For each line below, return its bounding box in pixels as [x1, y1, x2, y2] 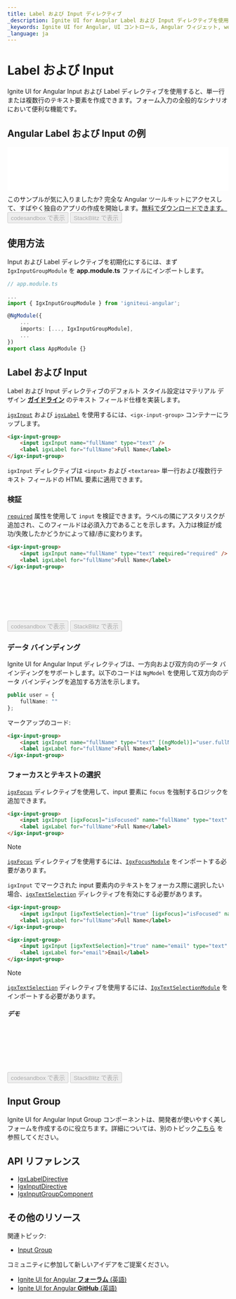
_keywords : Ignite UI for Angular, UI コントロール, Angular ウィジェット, [7, 23, 221, 30]
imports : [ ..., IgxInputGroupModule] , [20, 326, 133, 333]
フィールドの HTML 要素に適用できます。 [27, 475, 146, 484]
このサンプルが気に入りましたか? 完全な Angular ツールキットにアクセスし [7, 195, 223, 203]
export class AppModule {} [7, 345, 86, 352]
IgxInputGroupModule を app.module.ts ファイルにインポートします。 [7, 266, 208, 275]
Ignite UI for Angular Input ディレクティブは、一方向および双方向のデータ [7, 660, 218, 668]
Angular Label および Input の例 [7, 128, 146, 140]
